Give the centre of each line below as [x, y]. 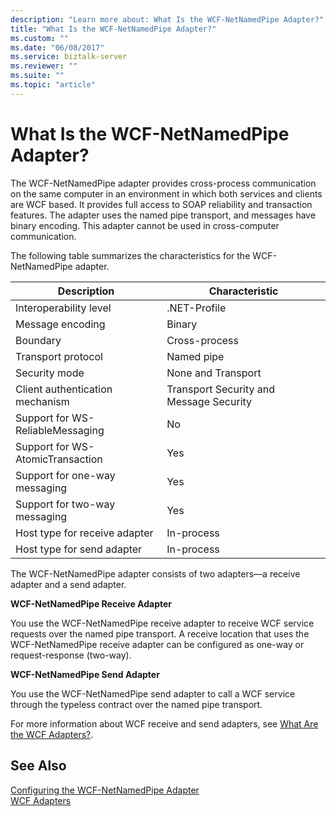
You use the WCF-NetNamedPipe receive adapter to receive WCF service [162, 623]
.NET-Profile [196, 308]
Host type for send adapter [79, 549]
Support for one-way [65, 475]
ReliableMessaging [60, 430]
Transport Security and [221, 389]
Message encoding [60, 324]
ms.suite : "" [37, 76]
